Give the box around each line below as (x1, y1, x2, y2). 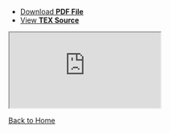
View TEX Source (19, 15, 80, 25)
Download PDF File (19, 7, 84, 16)
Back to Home (8, 116, 56, 125)
